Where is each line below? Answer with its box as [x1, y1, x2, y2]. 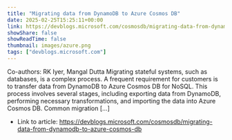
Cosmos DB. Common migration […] [7, 104, 110, 112]
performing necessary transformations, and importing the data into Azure [7, 97, 216, 105]
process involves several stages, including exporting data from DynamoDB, [7, 89, 221, 97]
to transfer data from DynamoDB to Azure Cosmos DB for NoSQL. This [7, 82, 208, 90]
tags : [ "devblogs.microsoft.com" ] [7, 49, 107, 56]
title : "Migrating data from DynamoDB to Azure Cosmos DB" [7, 10, 181, 17]
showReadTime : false [7, 36, 67, 43]
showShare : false [7, 29, 57, 37]
